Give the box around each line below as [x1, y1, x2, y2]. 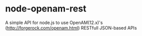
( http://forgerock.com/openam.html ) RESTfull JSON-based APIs [5, 24, 137, 30]
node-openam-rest [5, 3, 86, 14]
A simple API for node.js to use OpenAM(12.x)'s [5, 19, 103, 25]
